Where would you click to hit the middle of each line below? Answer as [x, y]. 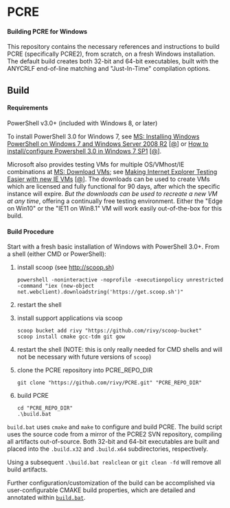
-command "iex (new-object [56, 286]
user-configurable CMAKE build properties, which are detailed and [101, 490]
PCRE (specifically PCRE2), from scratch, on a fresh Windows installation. [111, 54]
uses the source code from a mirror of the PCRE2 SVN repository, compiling [115, 434]
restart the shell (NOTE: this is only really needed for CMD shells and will [120, 350]
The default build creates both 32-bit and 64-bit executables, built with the [113, 61]
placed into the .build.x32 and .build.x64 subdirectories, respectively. [107, 449]
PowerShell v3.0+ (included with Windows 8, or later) [82, 123]
